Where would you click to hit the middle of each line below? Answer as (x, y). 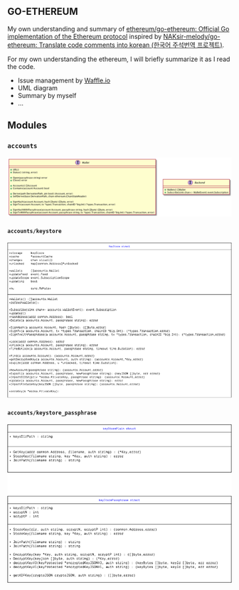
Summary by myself (47, 95)
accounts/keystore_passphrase (52, 413)
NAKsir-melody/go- (192, 36)
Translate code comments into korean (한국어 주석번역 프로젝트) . (132, 45)
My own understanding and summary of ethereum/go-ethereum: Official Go (118, 28)
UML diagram (38, 87)
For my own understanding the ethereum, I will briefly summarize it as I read (119, 59)
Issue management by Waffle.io (64, 80)
